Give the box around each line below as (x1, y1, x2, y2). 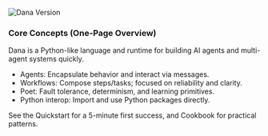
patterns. (8, 119, 38, 129)
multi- (240, 46, 261, 55)
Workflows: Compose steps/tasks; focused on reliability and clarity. (19, 78, 242, 88)
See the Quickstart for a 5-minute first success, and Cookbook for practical (8, 110, 257, 120)
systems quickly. (29, 54, 84, 64)
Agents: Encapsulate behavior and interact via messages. (19, 70, 210, 79)
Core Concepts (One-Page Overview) (8, 27, 157, 38)
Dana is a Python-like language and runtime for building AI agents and (8, 46, 239, 55)
